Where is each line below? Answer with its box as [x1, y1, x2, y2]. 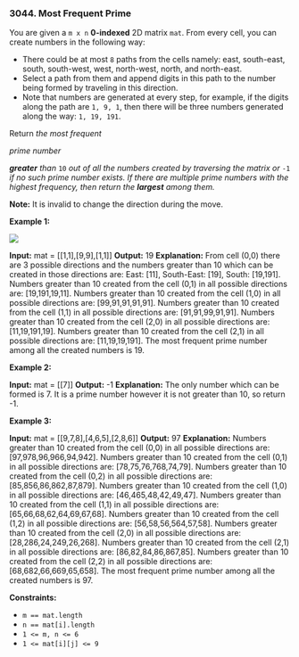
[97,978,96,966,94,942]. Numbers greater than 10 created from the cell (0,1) [9, 452, 288, 463]
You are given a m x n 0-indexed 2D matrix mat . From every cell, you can [9, 28, 277, 38]
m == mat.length [21, 612, 83, 620]
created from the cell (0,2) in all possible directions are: [9, 471, 212, 481]
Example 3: [9, 415, 52, 426]
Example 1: [9, 217, 51, 227]
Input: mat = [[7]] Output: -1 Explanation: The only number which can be [9, 380, 279, 390]
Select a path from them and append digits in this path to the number [21, 73, 277, 84]
